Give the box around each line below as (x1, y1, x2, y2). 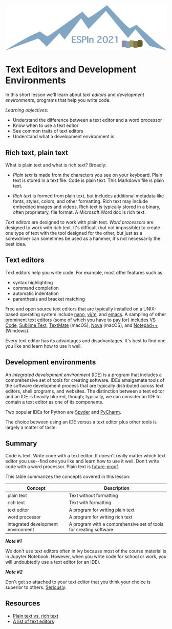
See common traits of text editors (12, 128, 83, 134)
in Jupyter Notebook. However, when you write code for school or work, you (5, 553, 167, 560)
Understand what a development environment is (12, 134, 115, 140)
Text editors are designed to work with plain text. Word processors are (5, 219, 154, 225)
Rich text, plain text (5, 148, 68, 157)
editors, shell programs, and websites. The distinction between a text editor (5, 388, 165, 394)
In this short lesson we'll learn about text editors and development (5, 91, 144, 98)
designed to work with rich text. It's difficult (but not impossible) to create (5, 225, 160, 231)
